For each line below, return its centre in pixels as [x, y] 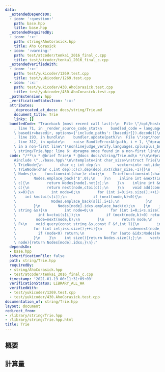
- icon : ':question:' [32, 19]
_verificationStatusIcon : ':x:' [43, 101]
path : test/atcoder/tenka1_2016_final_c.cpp [60, 55]
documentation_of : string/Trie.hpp [41, 302]
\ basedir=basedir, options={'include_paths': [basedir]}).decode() [85, 133]
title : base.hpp [31, 28]
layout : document [23, 306]
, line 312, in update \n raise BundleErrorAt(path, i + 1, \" [82, 142]
